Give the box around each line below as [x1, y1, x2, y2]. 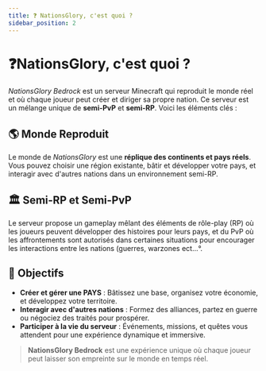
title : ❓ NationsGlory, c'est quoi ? [8, 11, 133, 20]
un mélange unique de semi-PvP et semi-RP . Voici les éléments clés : [8, 103, 237, 113]
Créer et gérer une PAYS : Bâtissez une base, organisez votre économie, [19, 288, 259, 297]
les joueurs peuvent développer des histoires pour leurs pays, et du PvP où [8, 227, 254, 237]
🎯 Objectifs [8, 267, 64, 280]
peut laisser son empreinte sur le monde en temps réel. [27, 354, 209, 363]
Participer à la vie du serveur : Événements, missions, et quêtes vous [19, 321, 249, 330]
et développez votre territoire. [19, 296, 118, 306]
